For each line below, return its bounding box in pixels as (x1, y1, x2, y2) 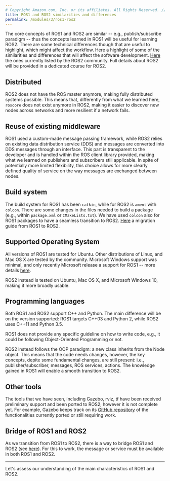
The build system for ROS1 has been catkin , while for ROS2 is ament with (5, 201, 157, 207)
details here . (5, 267, 31, 273)
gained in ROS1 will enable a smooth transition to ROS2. (5, 368, 121, 374)
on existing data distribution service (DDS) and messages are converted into (5, 141, 164, 147)
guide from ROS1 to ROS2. (5, 223, 60, 229)
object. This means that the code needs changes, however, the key (5, 352, 145, 358)
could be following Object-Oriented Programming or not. (5, 337, 123, 343)
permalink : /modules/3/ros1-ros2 (5, 17, 76, 22)
